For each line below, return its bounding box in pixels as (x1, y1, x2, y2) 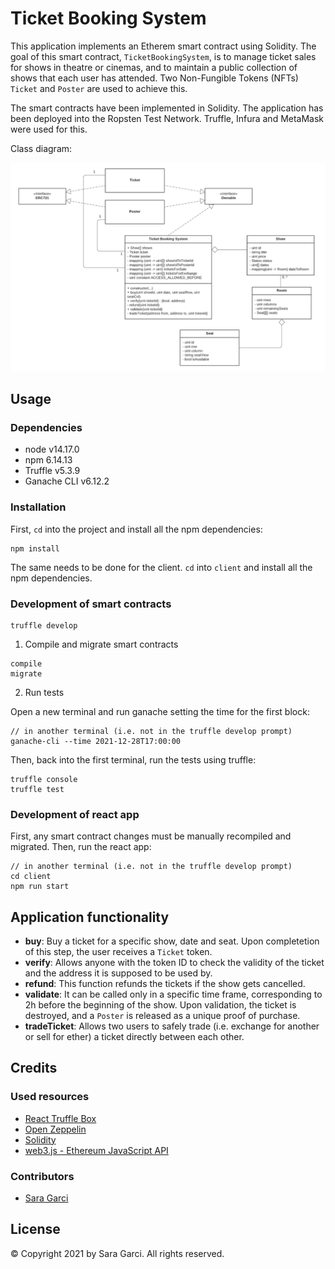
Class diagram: (10, 142, 73, 154)
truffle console (10, 774, 78, 784)
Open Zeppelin (24, 1123, 87, 1135)
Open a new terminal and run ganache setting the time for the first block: (10, 705, 310, 717)
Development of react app (10, 807, 140, 821)
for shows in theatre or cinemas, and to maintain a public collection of (10, 61, 298, 73)
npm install (10, 543, 60, 554)
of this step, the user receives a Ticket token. (24, 946, 213, 958)
